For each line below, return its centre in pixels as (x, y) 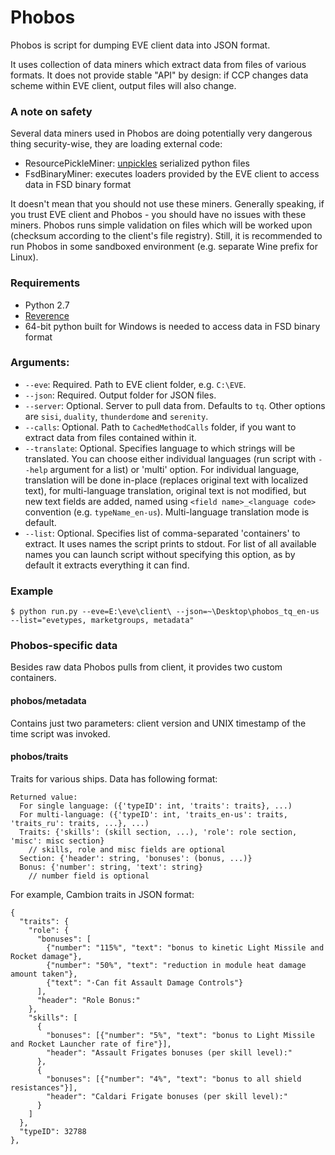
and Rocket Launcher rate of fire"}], (91, 1044)
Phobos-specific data (64, 646)
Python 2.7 (47, 305)
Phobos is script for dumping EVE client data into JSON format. (140, 45)
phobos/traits (39, 757)
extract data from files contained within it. (110, 437)
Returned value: (44, 797)
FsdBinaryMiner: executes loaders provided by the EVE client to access (172, 174)
